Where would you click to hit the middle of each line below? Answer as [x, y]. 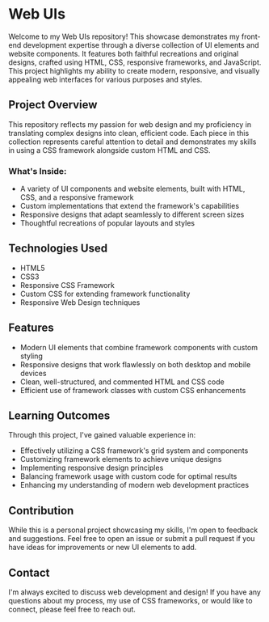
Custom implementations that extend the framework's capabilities [130, 206]
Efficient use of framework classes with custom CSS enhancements [133, 390]
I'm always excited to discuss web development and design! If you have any [134, 592]
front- [251, 36]
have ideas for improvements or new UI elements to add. [103, 548]
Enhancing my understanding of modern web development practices [134, 485]
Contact [29, 572]
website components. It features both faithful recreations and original [124, 53]
